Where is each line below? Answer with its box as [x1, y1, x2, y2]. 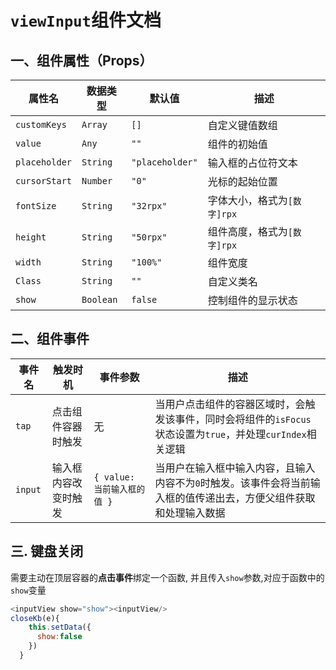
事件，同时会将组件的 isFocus [174, 412, 312, 426]
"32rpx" [131, 201, 168, 211]
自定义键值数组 [207, 119, 278, 132]
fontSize [15, 201, 57, 211]
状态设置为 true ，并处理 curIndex [154, 427, 307, 441]
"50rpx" [131, 232, 168, 243]
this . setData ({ [28, 622, 92, 633]
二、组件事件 [10, 331, 90, 348]
